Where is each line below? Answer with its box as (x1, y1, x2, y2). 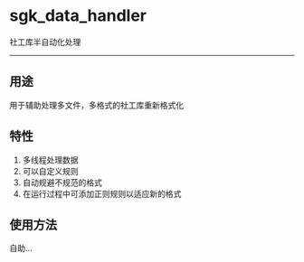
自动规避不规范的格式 (22, 177, 102, 188)
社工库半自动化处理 (9, 36, 81, 47)
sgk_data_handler (9, 5, 147, 26)
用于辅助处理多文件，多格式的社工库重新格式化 (9, 99, 184, 110)
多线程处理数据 (22, 154, 79, 165)
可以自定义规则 (22, 165, 79, 176)
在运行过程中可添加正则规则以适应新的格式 (22, 188, 182, 199)
